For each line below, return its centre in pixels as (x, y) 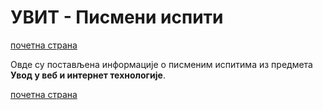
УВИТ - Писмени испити (117, 17)
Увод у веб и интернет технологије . (88, 75)
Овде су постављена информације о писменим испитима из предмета (161, 64)
